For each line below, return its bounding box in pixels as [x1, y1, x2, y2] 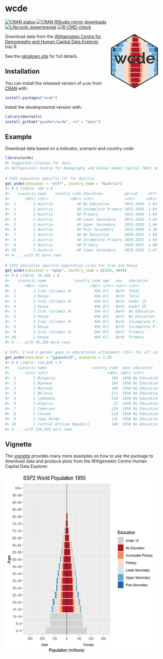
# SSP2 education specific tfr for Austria [5, 176, 95, 181]
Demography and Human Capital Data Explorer [5, 38, 98, 44]
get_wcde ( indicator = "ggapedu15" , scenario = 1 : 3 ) [5, 355, 112, 360]
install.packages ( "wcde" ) [5, 95, 57, 100]
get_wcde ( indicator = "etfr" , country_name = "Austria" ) [5, 181, 123, 186]
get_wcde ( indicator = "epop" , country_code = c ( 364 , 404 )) [5, 268, 127, 273]
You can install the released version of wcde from [5, 80, 102, 86]
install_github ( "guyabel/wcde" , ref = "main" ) [5, 119, 101, 124]
